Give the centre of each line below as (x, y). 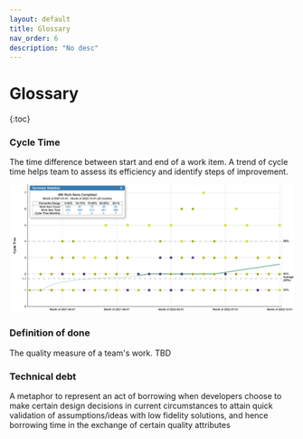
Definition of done (50, 333)
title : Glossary (40, 29)
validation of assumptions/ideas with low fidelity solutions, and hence (139, 415)
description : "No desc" (54, 48)
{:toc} (20, 119)
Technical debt (43, 376)
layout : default (40, 19)
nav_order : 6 (34, 38)
